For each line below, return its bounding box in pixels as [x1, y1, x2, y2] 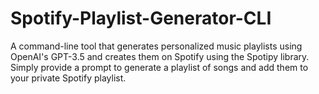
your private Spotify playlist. [10, 72, 127, 84]
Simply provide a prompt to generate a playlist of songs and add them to [10, 61, 309, 73]
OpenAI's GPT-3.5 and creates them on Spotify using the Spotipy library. [10, 50, 310, 62]
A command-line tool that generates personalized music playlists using [10, 40, 303, 52]
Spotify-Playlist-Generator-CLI [10, 7, 272, 30]
